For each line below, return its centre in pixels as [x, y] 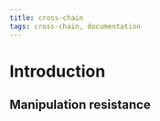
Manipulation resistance [80, 105]
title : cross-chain [47, 18]
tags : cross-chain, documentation [75, 26]
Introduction [58, 71]
